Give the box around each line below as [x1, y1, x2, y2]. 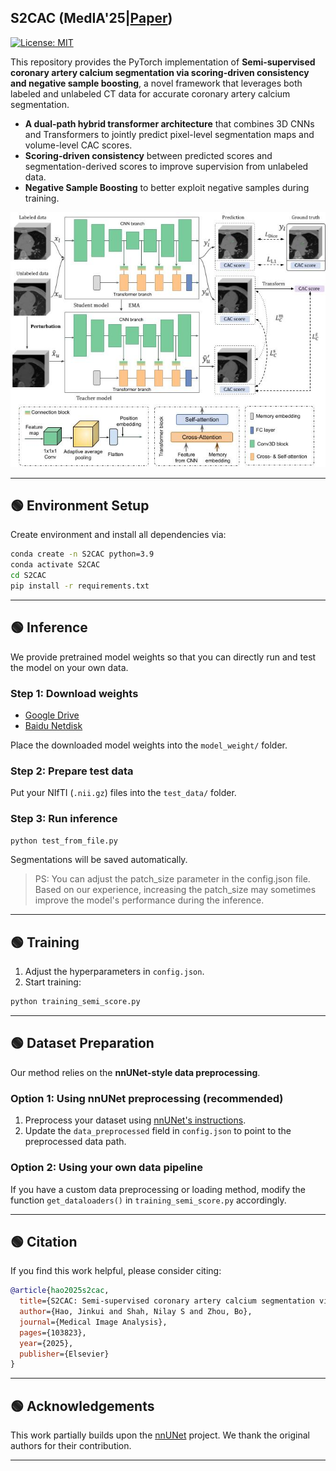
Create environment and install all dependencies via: [10, 529, 227, 541]
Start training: [24, 976, 82, 988]
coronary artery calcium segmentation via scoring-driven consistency [10, 66, 310, 78]
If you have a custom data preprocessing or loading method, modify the [10, 1183, 306, 1195]
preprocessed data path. [24, 1136, 127, 1148]
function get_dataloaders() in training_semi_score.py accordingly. [10, 1194, 287, 1206]
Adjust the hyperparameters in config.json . [24, 966, 205, 978]
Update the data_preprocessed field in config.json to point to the [24, 1125, 292, 1137]
